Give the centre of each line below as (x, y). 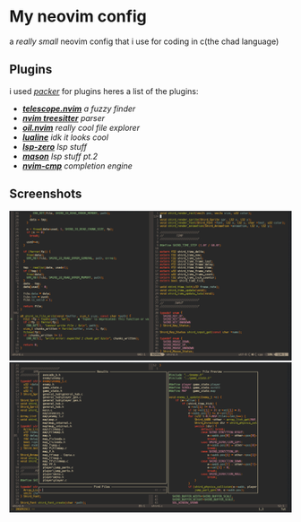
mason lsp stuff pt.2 (60, 156)
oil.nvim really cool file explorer (81, 127)
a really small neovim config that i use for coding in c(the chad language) (144, 41)
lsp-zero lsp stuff (55, 146)
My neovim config (78, 17)
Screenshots (46, 194)
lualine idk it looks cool (65, 137)
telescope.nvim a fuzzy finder (79, 109)
